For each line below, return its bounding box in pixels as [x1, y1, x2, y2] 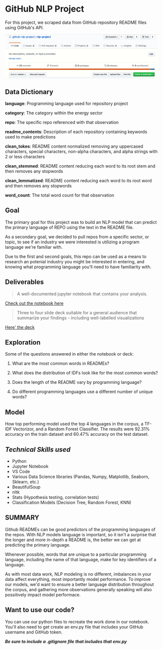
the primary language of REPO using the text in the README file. [5, 224, 134, 230]
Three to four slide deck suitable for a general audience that [16, 309, 137, 315]
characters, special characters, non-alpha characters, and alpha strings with [5, 148, 158, 154]
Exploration [5, 338, 41, 346]
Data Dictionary [5, 87, 53, 96]
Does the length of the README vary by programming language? [12, 379, 142, 385]
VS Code [12, 469, 30, 475]
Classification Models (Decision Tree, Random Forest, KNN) [12, 499, 131, 506]
